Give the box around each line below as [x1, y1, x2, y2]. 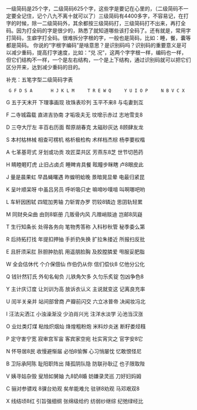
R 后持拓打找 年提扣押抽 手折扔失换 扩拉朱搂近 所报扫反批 [6, 236, 145, 242]
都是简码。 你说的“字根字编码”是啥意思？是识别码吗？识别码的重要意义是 [6, 42, 182, 49]
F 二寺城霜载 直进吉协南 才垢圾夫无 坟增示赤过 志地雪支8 [6, 111, 143, 118]
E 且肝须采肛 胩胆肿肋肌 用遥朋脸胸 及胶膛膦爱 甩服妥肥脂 [6, 248, 145, 255]
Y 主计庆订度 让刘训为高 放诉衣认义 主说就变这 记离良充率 [6, 286, 145, 292]
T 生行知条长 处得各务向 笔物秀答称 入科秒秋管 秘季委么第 [6, 223, 145, 230]
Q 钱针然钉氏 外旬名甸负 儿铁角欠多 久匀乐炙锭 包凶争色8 [6, 273, 144, 280]
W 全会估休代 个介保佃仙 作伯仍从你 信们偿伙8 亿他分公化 [6, 261, 145, 268]
